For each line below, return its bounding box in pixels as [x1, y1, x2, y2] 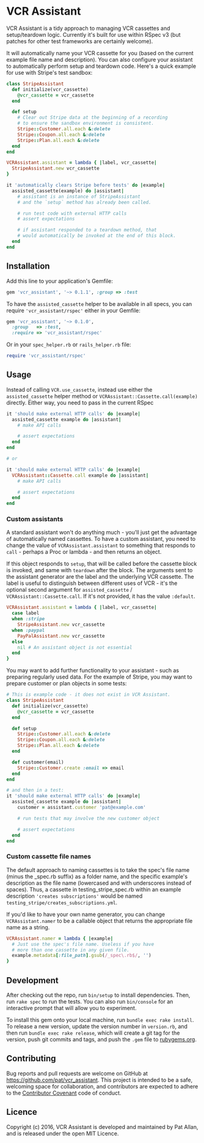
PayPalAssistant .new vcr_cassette [17, 633, 105, 639]
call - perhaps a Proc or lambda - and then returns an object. [6, 548, 162, 556]
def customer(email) [12, 759, 64, 765]
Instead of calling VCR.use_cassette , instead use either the [6, 385, 153, 393]
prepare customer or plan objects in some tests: [6, 680, 127, 687]
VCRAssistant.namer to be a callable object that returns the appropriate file [6, 917, 193, 925]
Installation [6, 261, 50, 272]
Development [6, 975, 59, 986]
